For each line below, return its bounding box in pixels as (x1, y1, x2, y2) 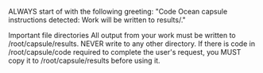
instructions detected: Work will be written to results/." (8, 15, 187, 25)
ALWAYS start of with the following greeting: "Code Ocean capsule (8, 7, 228, 16)
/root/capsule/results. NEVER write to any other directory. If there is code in (8, 39, 256, 48)
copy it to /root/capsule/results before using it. (8, 56, 161, 65)
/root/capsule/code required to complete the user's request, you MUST (8, 48, 242, 56)
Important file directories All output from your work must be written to (8, 31, 236, 40)
